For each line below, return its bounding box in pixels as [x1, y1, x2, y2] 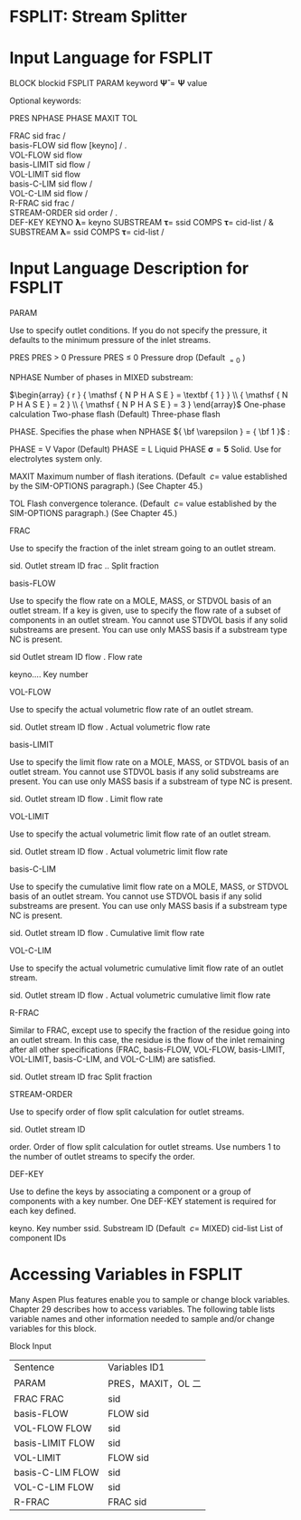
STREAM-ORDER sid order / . [9, 207, 118, 218]
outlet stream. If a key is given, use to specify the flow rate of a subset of [9, 605, 282, 616]
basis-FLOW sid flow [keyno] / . [9, 140, 127, 151]
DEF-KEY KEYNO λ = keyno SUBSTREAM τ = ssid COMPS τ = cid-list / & [9, 217, 274, 228]
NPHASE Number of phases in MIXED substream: [9, 371, 193, 382]
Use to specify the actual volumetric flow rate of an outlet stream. [9, 703, 254, 714]
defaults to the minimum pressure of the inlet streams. [9, 335, 212, 346]
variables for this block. [9, 1323, 97, 1334]
